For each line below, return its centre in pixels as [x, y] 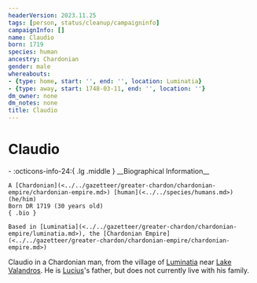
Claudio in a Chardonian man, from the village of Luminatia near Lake [120, 262]
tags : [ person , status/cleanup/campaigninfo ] [84, 23]
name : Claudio [31, 37]
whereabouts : [29, 74]
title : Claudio [33, 111]
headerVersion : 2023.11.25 [52, 15]
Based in [22, 226]
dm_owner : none [33, 96]
